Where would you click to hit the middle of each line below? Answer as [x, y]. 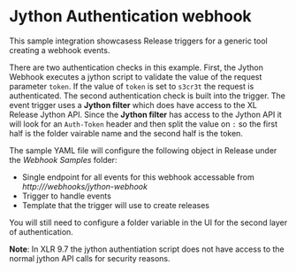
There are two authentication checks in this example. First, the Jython [136, 67]
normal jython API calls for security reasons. [90, 258]
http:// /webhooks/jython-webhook [85, 186]
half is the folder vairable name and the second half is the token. [126, 133]
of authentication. [41, 231]
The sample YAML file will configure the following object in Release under [143, 150]
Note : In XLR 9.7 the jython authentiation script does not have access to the [147, 249]
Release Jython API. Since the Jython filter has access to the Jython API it [146, 114]
